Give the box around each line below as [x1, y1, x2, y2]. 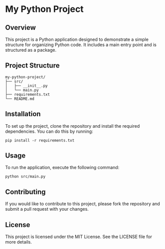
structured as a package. [5, 47, 56, 53]
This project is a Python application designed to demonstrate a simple [5, 36, 149, 42]
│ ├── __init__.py [5, 83, 48, 88]
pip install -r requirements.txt [5, 138, 75, 143]
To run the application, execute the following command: [5, 165, 120, 170]
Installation [5, 110, 41, 118]
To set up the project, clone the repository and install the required [5, 123, 140, 129]
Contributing [5, 187, 46, 196]
